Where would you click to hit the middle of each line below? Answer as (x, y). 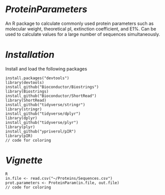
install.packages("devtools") (37, 78)
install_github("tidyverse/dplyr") (43, 113)
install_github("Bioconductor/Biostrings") (52, 87)
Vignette (24, 160)
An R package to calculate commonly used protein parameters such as (79, 23)
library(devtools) (25, 82)
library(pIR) (19, 136)
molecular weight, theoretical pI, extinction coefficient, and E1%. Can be (81, 28)
